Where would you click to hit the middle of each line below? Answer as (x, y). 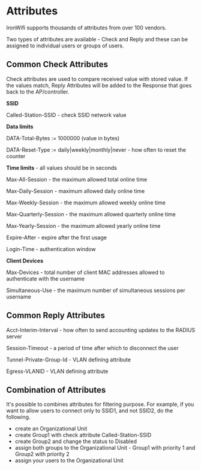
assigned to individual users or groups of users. (65, 46)
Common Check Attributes (57, 64)
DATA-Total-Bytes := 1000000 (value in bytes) (63, 138)
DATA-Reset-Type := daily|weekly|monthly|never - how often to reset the (96, 150)
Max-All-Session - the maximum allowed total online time (77, 179)
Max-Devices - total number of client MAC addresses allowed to (85, 272)
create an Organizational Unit (51, 429)
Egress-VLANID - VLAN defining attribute (57, 371)
